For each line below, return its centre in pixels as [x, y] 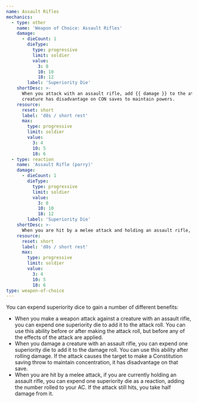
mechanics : [19, 17]
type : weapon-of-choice [35, 291]
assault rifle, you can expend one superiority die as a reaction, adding [99, 381]
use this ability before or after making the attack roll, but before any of [100, 331]
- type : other [29, 22]
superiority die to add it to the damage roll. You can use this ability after [101, 350]
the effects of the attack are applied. [59, 337]
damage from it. [34, 394]
